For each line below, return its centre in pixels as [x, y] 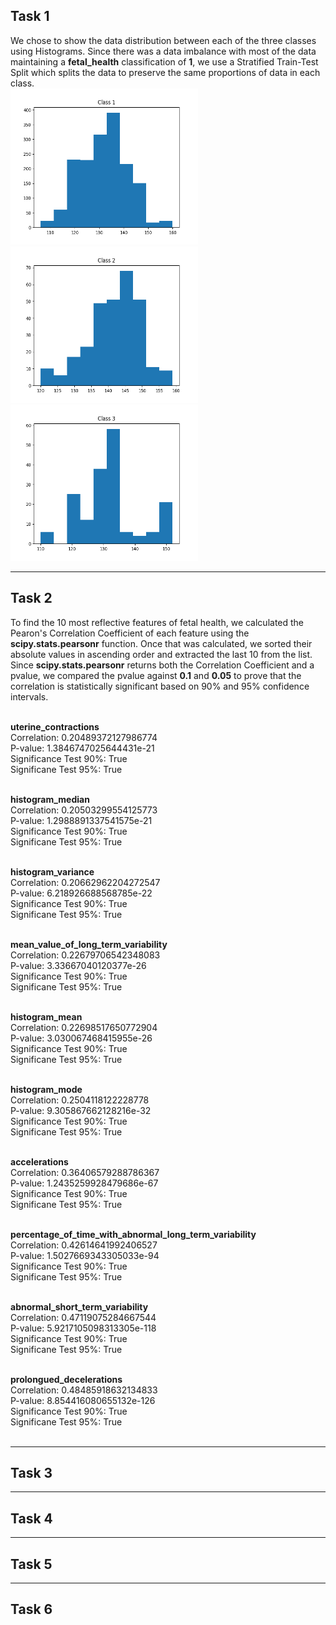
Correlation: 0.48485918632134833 [84, 1390]
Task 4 [31, 1518]
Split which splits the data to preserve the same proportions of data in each [165, 72]
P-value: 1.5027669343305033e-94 [85, 1255]
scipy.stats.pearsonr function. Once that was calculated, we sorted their [161, 643]
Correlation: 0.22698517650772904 [84, 1027]
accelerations [39, 1161]
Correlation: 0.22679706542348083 [85, 955]
